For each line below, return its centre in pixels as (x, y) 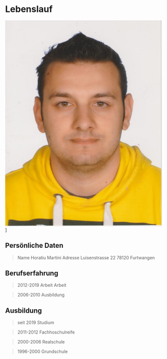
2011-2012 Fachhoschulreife (46, 332)
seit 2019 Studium (36, 323)
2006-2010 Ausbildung (41, 295)
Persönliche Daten (34, 246)
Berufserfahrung (32, 273)
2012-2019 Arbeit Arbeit (42, 285)
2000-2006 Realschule (41, 342)
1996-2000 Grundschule (42, 352)
